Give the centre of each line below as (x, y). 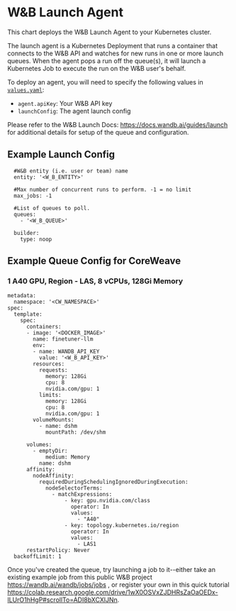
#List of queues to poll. (52, 208)
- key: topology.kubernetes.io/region (122, 526)
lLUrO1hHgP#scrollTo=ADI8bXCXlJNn (63, 600)
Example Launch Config (61, 154)
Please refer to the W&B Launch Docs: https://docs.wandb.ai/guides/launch (118, 124)
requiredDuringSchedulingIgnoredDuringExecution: (114, 482)
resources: (49, 364)
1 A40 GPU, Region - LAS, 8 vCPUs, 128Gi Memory (95, 281)
